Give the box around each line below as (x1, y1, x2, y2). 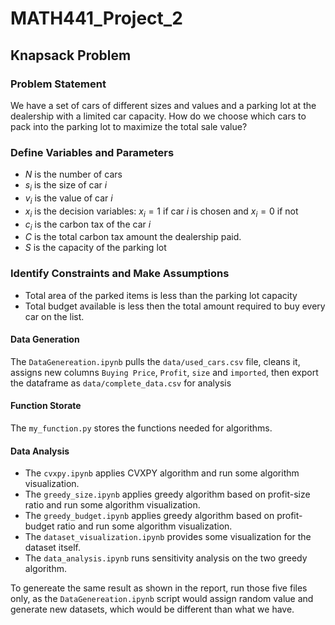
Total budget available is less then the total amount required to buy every (24, 300, 326, 312)
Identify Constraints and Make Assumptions (10, 267, 230, 281)
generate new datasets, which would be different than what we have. (10, 603, 295, 616)
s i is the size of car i (24, 179, 108, 193)
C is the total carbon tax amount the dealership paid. (24, 231, 242, 243)
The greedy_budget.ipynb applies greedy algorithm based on (24, 510, 275, 522)
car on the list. (24, 310, 85, 322)
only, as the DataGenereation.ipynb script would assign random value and (10, 593, 314, 605)
